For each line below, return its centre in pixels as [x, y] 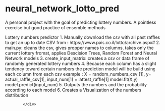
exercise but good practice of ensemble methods [55, 27]
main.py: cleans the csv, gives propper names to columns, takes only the [80, 48]
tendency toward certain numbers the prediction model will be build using [81, 69]
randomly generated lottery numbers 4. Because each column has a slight [81, 63]
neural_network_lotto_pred [62, 9]
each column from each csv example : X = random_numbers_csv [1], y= [78, 74]
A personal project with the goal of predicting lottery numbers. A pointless [81, 22]
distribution [17, 95]
